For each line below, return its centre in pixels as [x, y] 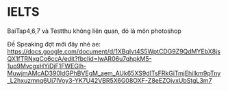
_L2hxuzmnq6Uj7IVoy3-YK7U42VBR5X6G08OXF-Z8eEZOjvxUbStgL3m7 [110, 80]
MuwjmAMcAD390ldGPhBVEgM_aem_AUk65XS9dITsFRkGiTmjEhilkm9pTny [114, 73]
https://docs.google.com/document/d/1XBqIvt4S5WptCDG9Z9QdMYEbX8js [114, 51]
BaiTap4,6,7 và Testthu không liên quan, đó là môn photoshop [94, 31]
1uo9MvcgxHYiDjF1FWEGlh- [47, 66]
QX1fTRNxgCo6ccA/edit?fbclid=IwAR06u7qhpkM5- [79, 58]
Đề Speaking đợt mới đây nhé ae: [54, 44]
